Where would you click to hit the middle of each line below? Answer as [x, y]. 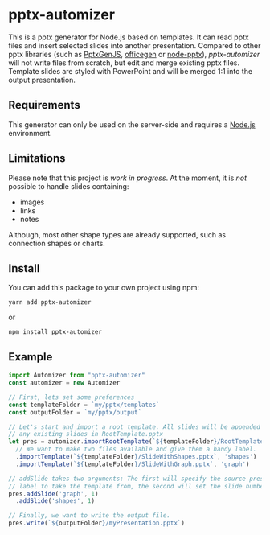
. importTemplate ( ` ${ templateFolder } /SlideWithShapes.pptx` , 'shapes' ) [136, 457]
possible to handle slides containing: [69, 186]
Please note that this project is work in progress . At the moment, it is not [128, 178]
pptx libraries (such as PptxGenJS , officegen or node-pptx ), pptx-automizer [134, 54]
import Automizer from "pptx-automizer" [77, 376]
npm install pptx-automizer [55, 332]
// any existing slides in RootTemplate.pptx [86, 434]
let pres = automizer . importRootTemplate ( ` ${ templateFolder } [113, 442]
